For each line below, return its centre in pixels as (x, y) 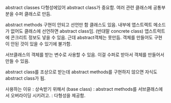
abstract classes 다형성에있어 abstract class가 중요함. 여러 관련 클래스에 (79, 7)
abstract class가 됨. (26, 78)
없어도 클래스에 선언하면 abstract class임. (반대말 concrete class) (77, 31)
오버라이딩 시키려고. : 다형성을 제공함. (48, 95)
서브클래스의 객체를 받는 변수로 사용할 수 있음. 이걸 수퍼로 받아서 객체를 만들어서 (85, 55)
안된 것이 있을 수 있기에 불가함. (41, 44)
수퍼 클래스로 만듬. (33, 14)
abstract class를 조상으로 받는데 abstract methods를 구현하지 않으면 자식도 (81, 72)
